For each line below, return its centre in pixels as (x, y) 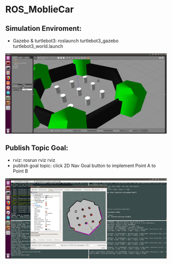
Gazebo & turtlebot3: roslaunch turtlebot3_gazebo (66, 41)
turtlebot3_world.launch (38, 46)
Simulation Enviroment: (44, 29)
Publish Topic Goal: (37, 148)
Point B (20, 171)
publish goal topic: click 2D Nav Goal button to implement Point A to (84, 166)
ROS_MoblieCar (40, 10)
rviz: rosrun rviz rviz (34, 160)
